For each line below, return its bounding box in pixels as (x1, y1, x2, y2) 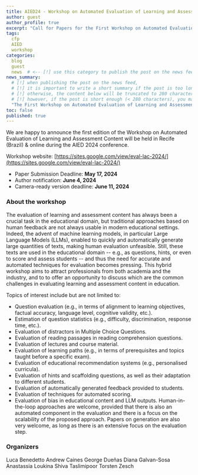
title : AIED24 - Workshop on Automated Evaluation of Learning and (6, 8, 176, 15)
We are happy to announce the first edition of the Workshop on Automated (6, 129, 187, 136)
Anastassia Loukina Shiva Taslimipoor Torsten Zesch (6, 462, 134, 469)
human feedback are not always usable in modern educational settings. (6, 223, 180, 230)
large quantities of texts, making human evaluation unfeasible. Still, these (6, 242, 184, 249)
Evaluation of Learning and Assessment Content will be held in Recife (6, 135, 175, 142)
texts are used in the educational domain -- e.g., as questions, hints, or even (6, 249, 192, 256)
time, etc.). (14, 322, 41, 329)
